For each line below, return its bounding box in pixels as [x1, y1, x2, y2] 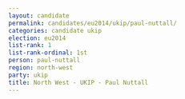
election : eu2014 [8, 34, 66, 42]
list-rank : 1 [8, 42, 52, 49]
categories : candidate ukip [8, 26, 103, 34]
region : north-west [8, 64, 74, 72]
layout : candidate [8, 11, 70, 20]
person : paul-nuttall [8, 57, 81, 65]
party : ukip [8, 71, 48, 79]
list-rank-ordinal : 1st [8, 49, 88, 57]
